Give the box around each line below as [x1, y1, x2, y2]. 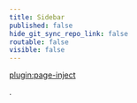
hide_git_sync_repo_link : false [9, 29, 128, 38]
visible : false [9, 46, 65, 55]
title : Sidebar [9, 12, 65, 22]
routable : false [9, 37, 69, 47]
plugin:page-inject [9, 70, 77, 80]
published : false [9, 21, 73, 30]
